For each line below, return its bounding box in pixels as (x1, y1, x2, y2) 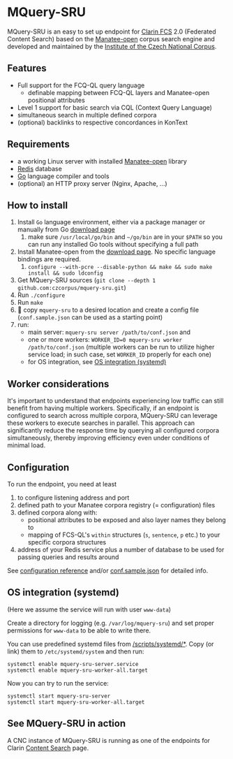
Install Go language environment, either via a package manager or (17, 218, 206, 226)
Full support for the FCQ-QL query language (17, 81, 145, 89)
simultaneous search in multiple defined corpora (17, 110, 157, 119)
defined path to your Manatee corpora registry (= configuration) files (17, 501, 216, 509)
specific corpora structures (27, 538, 107, 546)
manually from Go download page (17, 225, 115, 234)
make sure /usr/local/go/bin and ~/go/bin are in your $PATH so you (27, 233, 223, 241)
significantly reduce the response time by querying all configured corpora (7, 426, 220, 435)
